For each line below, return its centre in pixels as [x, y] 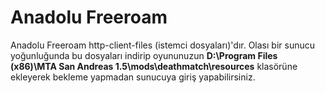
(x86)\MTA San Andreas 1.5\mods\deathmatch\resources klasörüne [154, 66]
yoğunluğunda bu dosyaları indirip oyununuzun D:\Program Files [144, 55]
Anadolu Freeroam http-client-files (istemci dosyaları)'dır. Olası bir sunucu [162, 45]
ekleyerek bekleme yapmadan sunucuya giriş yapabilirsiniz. [133, 77]
